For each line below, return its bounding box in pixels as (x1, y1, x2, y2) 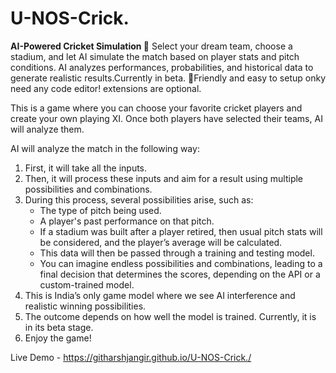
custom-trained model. (39, 278, 135, 291)
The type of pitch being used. (39, 204, 162, 216)
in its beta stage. (24, 321, 94, 333)
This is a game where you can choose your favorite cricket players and (10, 102, 303, 114)
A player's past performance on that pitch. (39, 215, 215, 227)
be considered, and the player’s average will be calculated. (39, 236, 283, 248)
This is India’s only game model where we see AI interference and (24, 289, 296, 301)
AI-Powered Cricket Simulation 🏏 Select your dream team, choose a (10, 40, 293, 52)
